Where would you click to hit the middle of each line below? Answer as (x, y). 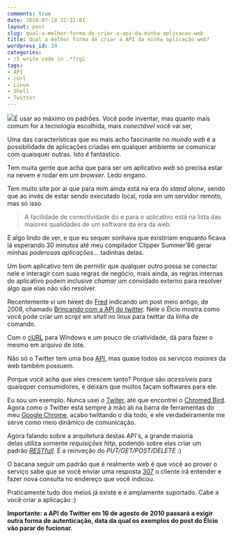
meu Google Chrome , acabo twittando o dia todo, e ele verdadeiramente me (116, 415)
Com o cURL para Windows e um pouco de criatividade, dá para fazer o (110, 337)
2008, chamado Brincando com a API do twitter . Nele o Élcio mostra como (114, 309)
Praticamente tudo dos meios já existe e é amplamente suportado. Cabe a (113, 492)
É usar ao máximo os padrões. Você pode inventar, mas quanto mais (112, 118)
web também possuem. (41, 366)
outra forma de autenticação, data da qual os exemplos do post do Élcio (113, 521)
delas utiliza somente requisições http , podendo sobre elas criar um (104, 443)
